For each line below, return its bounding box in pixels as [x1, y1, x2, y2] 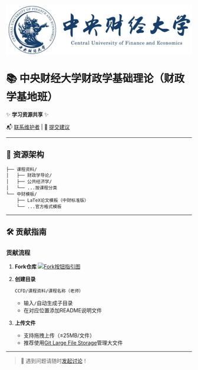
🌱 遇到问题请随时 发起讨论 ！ [20, 358, 88, 365]
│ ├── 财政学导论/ [6, 173, 52, 179]
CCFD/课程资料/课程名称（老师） [14, 288, 84, 294]
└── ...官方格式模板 [16, 203, 62, 210]
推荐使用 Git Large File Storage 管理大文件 [23, 339, 123, 346]
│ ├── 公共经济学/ [6, 179, 52, 185]
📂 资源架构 [6, 150, 44, 160]
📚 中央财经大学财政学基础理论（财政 [6, 72, 185, 85]
